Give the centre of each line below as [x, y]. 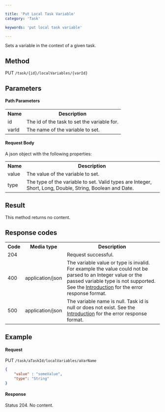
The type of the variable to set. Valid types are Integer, [89, 182]
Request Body [20, 143]
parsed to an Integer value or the [105, 275]
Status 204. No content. [29, 405]
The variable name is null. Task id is [108, 301]
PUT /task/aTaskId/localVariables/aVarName [51, 360]
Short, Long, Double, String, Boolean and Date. [80, 188]
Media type [44, 247]
